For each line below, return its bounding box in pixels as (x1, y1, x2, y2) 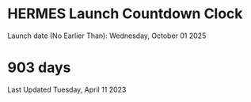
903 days (7, 59, 71, 77)
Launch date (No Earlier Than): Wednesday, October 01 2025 (7, 31, 207, 40)
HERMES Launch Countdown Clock (7, 5, 243, 23)
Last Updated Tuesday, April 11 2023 (7, 85, 127, 94)
